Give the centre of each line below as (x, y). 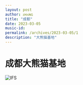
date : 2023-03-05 (23, 24)
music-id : (15, 28)
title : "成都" (19, 19)
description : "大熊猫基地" (31, 38)
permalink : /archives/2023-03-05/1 (42, 33)
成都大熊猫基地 (36, 64)
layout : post (19, 10)
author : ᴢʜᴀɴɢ (19, 14)
